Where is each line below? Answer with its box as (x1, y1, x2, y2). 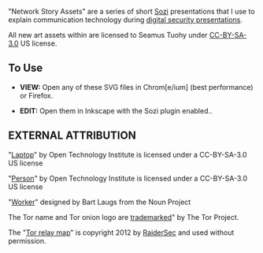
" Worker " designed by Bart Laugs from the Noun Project (8, 197, 191, 206)
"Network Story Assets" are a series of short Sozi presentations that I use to (8, 7, 255, 16)
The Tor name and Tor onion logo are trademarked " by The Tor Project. (8, 212, 239, 221)
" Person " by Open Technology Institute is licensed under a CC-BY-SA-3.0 (8, 173, 248, 183)
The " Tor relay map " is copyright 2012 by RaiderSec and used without (8, 228, 235, 237)
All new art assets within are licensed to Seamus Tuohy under (8, 31, 208, 39)
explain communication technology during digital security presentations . (8, 15, 243, 24)
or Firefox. (19, 91, 54, 100)
